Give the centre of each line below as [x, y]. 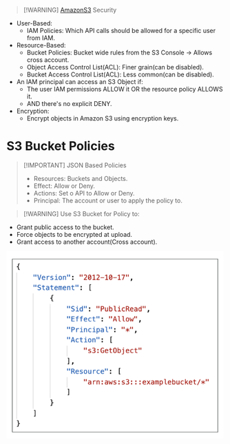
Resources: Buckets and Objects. [81, 178]
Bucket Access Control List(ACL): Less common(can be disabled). [120, 74]
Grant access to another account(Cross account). [87, 242]
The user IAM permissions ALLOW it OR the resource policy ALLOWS [125, 89]
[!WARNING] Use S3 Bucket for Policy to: [81, 213]
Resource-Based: [41, 45]
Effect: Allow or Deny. [64, 186]
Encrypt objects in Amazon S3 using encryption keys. [103, 118]
